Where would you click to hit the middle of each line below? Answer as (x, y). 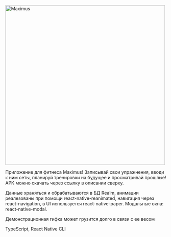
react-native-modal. (26, 209)
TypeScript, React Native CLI (36, 229)
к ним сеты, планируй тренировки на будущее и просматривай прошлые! (86, 177)
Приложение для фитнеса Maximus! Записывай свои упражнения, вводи (85, 172)
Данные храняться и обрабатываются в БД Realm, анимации (72, 193)
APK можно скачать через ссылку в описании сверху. (65, 183)
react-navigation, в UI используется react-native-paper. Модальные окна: (84, 204)
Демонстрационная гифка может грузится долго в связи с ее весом (80, 219)
